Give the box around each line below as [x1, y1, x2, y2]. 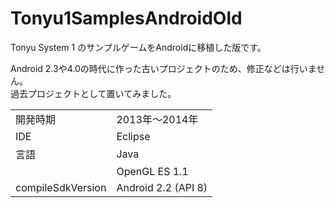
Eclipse [116, 129, 151, 143]
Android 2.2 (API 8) [116, 180, 208, 194]
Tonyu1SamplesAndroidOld [10, 7, 243, 30]
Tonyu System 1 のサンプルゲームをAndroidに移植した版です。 [10, 41, 267, 53]
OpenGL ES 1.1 [116, 164, 189, 178]
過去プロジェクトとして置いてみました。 [10, 87, 177, 99]
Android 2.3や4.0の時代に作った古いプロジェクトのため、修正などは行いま [10, 62, 317, 74]
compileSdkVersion [15, 180, 107, 194]
